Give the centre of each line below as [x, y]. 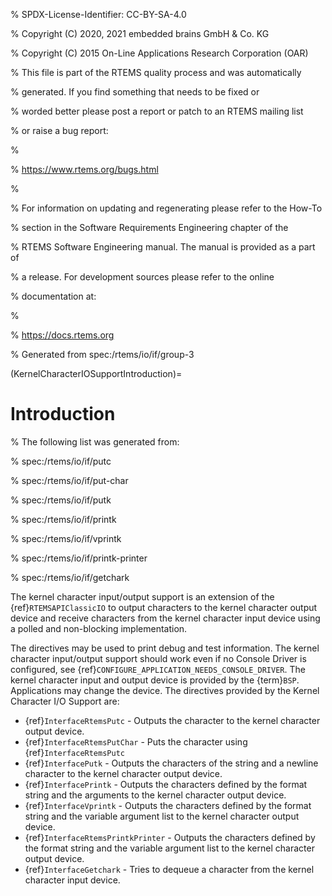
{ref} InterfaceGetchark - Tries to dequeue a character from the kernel [169, 869]
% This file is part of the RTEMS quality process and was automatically [156, 72]
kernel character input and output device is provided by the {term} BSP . [155, 680]
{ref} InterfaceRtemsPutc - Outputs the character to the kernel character [172, 720]
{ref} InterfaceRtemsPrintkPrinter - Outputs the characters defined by [170, 837]
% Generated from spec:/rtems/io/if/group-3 [102, 354]
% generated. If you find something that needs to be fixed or [135, 92]
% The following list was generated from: [95, 441]
